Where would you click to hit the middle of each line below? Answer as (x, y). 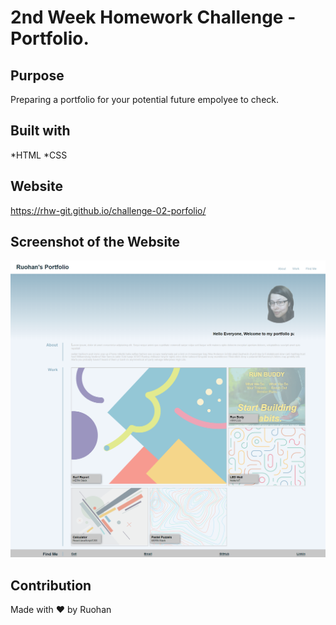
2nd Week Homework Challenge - (153, 17)
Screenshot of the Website (95, 242)
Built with (40, 131)
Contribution (51, 585)
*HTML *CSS (39, 155)
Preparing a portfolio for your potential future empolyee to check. (145, 99)
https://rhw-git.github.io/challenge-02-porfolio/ (108, 210)
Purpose (37, 75)
